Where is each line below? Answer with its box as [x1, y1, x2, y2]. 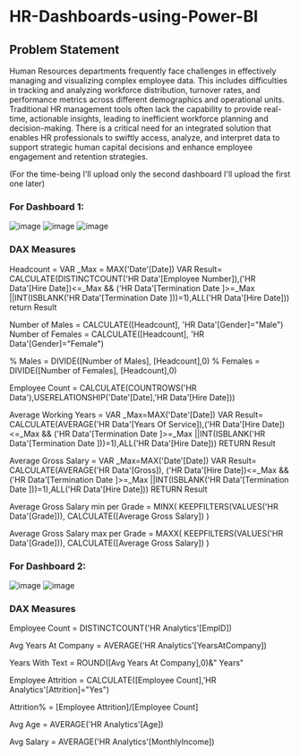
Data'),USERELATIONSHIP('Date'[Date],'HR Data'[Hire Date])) [9, 391, 236, 402]
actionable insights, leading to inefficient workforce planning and [30, 114, 269, 124]
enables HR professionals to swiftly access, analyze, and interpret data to [9, 133, 280, 142]
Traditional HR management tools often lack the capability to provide [9, 104, 262, 114]
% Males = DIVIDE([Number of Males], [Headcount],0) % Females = [9, 356, 261, 366]
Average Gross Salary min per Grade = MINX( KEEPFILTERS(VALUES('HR [9, 501, 279, 511]
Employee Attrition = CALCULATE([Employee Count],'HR [9, 674, 217, 686]
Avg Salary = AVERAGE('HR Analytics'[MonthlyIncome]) [9, 736, 215, 747]
